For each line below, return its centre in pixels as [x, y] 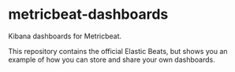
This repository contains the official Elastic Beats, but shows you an [118, 51]
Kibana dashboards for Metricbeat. [65, 36]
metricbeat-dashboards [88, 14]
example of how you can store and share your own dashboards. [112, 59]
